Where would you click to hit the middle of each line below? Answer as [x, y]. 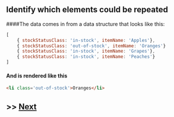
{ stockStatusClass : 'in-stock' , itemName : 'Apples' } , [86, 40]
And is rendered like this [37, 76]
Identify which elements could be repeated [87, 10]
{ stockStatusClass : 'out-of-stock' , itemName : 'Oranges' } [91, 46]
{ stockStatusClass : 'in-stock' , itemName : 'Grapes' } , [86, 51]
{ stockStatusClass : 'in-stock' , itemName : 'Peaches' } [86, 57]
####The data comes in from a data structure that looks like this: [86, 24]
